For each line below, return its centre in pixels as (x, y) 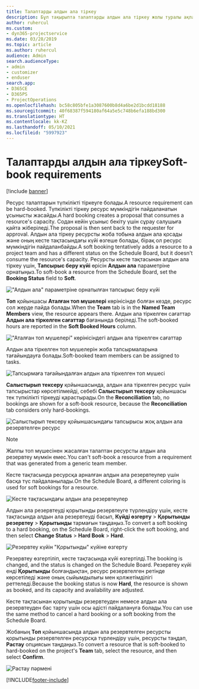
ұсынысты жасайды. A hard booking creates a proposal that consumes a (95, 215)
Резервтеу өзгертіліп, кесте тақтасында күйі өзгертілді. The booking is (94, 558)
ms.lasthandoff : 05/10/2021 (41, 127)
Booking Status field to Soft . (41, 278)
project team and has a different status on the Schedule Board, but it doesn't (99, 253)
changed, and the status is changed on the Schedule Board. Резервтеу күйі (99, 565)
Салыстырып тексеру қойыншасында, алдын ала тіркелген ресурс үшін (98, 384)
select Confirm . (25, 657)
